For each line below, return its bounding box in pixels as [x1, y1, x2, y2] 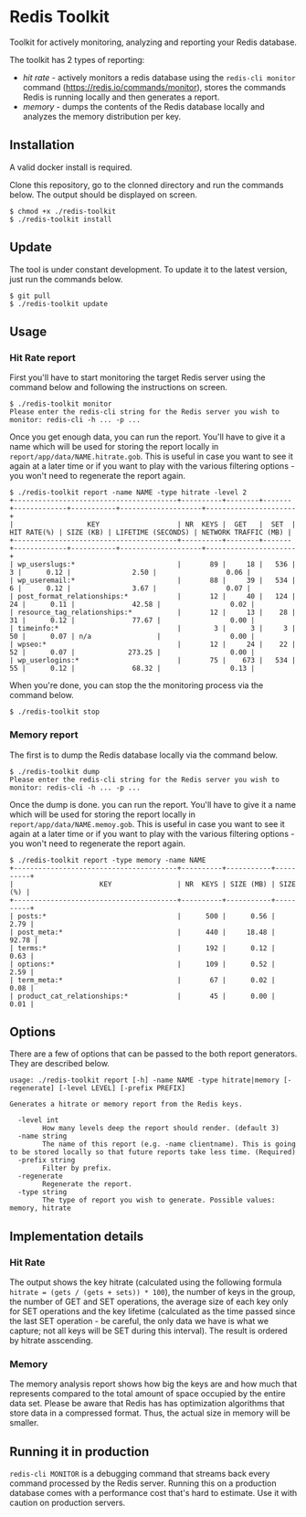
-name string [17, 1131, 68, 1141]
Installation [9, 137, 75, 153]
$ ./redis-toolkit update [9, 299, 108, 308]
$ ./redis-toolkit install [9, 215, 112, 224]
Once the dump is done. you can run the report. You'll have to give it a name [9, 799, 297, 810]
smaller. [9, 1417, 39, 1428]
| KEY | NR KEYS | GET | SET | [9, 520, 297, 529]
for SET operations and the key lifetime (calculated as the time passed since [9, 1306, 296, 1317]
